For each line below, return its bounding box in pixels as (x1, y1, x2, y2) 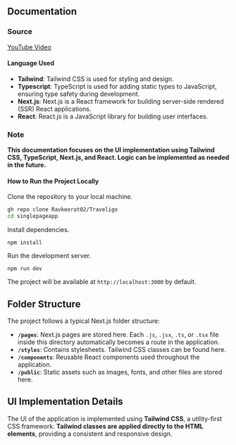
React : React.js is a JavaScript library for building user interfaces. (17, 112, 209, 121)
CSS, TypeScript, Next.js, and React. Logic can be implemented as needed (7, 153, 230, 161)
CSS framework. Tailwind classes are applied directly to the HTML (7, 422, 204, 430)
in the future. (7, 161, 46, 169)
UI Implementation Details (7, 396, 123, 408)
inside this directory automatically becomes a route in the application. (17, 338, 220, 346)
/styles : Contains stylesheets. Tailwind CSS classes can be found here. (17, 345, 227, 353)
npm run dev (7, 265, 42, 272)
